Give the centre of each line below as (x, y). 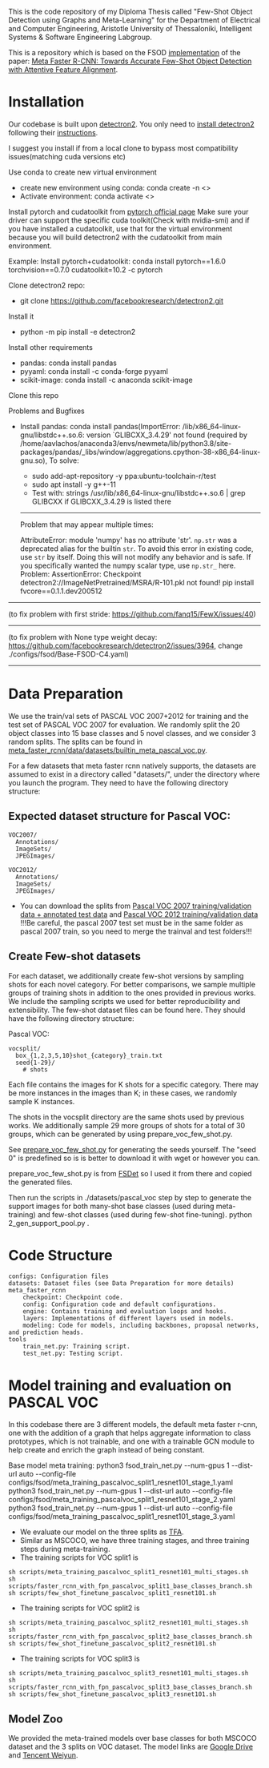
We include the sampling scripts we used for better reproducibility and (124, 1001)
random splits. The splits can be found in (75, 741)
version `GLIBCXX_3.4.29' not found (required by (167, 435)
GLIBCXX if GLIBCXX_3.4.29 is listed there (102, 501)
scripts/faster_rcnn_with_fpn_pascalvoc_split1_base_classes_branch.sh (130, 1586)
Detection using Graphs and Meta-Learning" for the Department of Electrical (134, 20)
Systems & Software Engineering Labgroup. (80, 37)
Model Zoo (36, 1719)
